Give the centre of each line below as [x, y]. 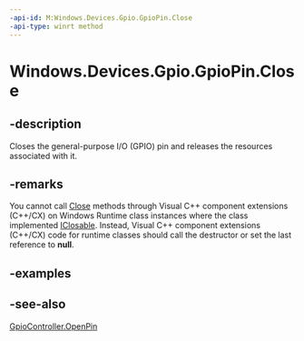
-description [45, 124]
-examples [40, 273]
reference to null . [42, 245]
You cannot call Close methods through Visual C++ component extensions [149, 206]
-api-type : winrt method [56, 26]
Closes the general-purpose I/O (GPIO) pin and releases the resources [141, 145]
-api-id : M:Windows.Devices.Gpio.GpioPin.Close [101, 18]
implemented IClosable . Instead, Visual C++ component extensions [135, 226]
